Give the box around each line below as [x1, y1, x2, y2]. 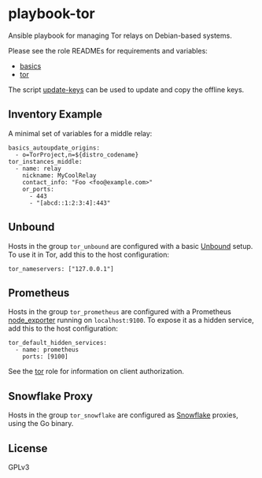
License [8, 442, 48, 455]
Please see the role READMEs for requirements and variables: [8, 46, 208, 55]
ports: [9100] [22, 353, 68, 361]
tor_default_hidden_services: [8, 339, 108, 347]
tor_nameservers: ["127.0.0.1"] [8, 265, 114, 272]
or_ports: [22, 185, 55, 193]
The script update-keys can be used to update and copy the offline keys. [8, 84, 245, 94]
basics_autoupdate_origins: [8, 143, 101, 152]
